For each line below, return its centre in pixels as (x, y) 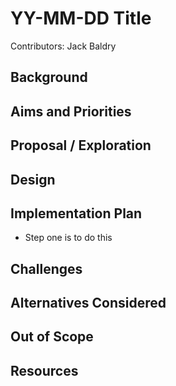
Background (49, 77)
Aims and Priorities (71, 111)
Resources (44, 370)
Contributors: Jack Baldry (63, 46)
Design (33, 179)
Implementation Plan (76, 213)
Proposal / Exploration (81, 145)
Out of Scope (52, 337)
